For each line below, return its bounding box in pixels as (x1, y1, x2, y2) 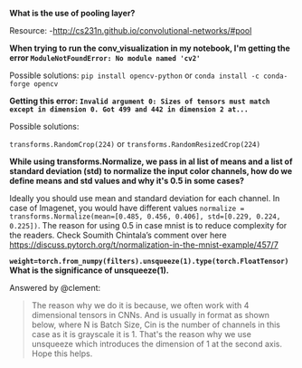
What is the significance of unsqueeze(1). (9, 265, 169, 276)
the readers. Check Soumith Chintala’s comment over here (9, 230, 228, 240)
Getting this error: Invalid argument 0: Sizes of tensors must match (9, 95, 270, 106)
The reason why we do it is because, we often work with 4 (31, 300, 250, 311)
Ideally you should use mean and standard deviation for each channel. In (9, 193, 280, 203)
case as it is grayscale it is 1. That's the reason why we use (31, 329, 251, 339)
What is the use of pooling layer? (9, 8, 136, 18)
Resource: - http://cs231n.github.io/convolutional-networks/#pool (9, 25, 252, 35)
